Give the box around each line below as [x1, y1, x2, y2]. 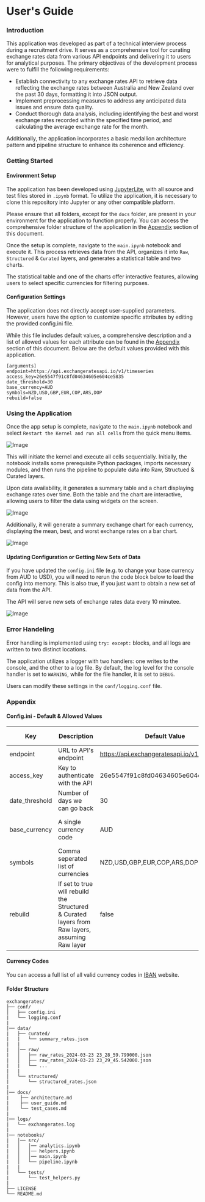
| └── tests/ [6, 1170, 45, 1176]
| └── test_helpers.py [6, 1175, 81, 1181]
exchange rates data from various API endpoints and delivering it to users [6, 53, 191, 60]
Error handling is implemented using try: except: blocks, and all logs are [6, 639, 191, 646]
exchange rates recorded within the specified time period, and [15, 117, 172, 124]
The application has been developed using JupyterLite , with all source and [6, 185, 194, 193]
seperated [57, 854, 87, 863]
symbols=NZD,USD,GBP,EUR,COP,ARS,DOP [6, 389, 103, 396]
